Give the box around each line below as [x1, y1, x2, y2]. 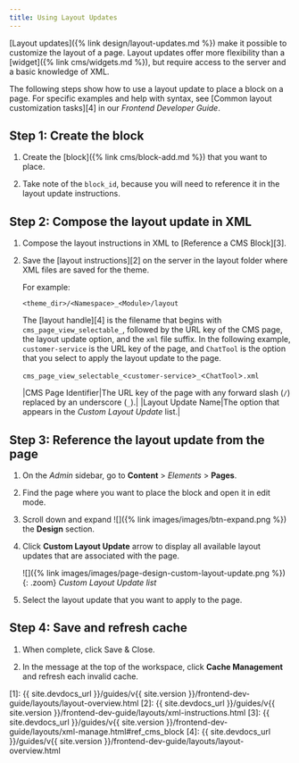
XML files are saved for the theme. [21, 264, 150, 275]
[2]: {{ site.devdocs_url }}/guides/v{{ [140, 698, 275, 708]
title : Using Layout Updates [9, 13, 118, 22]
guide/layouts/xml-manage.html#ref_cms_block [9, 725, 185, 737]
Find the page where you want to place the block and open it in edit [21, 488, 270, 499]
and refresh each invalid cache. [21, 671, 138, 682]
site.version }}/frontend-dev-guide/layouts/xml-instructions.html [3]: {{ [9, 707, 270, 717]
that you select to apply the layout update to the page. [21, 353, 221, 364]
